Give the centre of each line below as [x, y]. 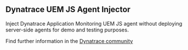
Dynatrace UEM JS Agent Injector [68, 10]
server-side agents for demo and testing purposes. [67, 30]
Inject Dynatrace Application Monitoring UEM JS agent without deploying [94, 23]
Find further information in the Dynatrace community [69, 41]
